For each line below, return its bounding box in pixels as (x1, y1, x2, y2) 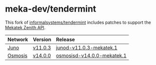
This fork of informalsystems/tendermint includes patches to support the (5, 19, 151, 25)
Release (56, 36, 75, 43)
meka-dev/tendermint (5, 3, 97, 15)
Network (7, 36, 28, 43)
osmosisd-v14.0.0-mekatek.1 (56, 52, 127, 59)
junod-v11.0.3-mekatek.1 (56, 44, 118, 51)
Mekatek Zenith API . (5, 24, 46, 30)
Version (33, 36, 52, 43)
